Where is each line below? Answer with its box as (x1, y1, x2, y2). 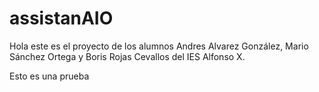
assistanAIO (9, 7, 114, 30)
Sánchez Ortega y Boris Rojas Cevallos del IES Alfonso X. (9, 50, 246, 62)
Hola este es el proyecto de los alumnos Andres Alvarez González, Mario (9, 40, 309, 52)
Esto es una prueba (9, 70, 90, 82)
